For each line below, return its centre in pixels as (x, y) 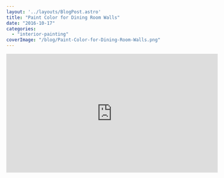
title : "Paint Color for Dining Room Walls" (63, 17)
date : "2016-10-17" (31, 23)
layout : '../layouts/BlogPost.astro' (54, 12)
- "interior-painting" (40, 34)
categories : (21, 29)
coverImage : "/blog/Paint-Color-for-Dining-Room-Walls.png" (84, 40)
